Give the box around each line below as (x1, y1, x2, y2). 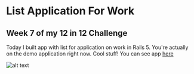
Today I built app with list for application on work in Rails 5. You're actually (6, 44, 189, 51)
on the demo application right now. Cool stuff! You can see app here (6, 50, 174, 57)
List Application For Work (6, 4, 135, 18)
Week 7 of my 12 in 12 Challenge (6, 28, 128, 38)
